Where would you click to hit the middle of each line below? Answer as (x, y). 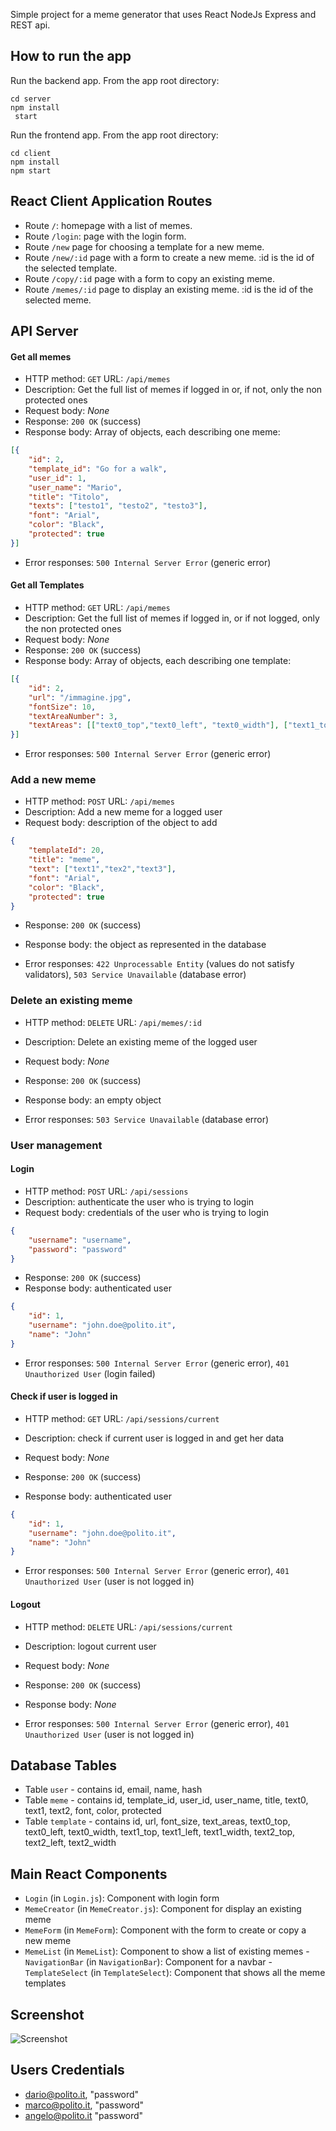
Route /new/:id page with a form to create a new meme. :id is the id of (169, 257)
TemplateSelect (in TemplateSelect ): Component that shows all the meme (175, 1973)
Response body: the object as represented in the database (145, 945)
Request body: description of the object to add (121, 823)
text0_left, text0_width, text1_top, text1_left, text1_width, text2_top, (160, 1832)
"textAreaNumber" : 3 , (73, 716)
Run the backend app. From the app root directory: (115, 80)
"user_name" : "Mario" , (75, 487)
